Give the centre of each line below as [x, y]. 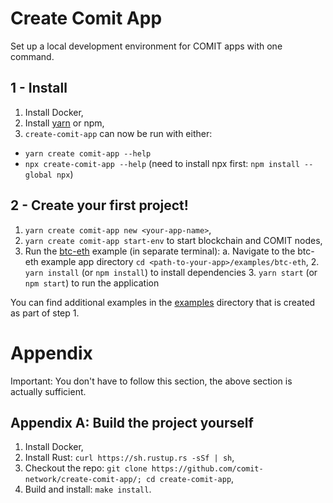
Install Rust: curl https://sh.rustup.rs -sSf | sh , [129, 458]
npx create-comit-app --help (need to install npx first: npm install [162, 163]
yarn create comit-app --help [88, 153]
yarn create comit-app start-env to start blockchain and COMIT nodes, [173, 240]
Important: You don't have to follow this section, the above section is [151, 381]
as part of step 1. [45, 313]
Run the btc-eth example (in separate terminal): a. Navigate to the [160, 251]
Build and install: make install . [88, 489]
